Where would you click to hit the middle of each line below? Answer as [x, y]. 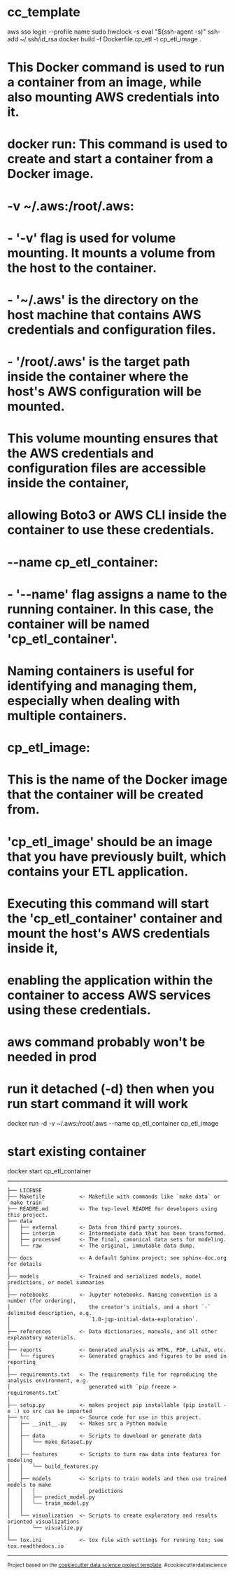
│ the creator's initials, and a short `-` [109, 1307]
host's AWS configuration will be [104, 391]
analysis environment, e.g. [48, 1381]
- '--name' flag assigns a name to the [117, 594]
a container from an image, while [104, 82]
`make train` [26, 1203]
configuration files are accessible [107, 469]
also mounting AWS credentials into [114, 97]
